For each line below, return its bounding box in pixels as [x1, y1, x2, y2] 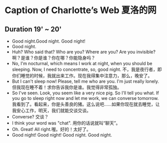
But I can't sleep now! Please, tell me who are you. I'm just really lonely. [11, 78, 159, 84]
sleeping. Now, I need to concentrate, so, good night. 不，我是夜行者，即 [11, 66, 162, 72]
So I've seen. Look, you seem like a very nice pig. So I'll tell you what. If [11, 90, 159, 96]
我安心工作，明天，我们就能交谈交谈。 [11, 107, 91, 113]
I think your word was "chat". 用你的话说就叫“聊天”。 [11, 120, 120, 126]
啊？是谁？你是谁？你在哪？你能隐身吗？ [11, 55, 95, 61]
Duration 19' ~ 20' [4, 25, 62, 33]
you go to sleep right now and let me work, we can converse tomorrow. [11, 95, 159, 101]
